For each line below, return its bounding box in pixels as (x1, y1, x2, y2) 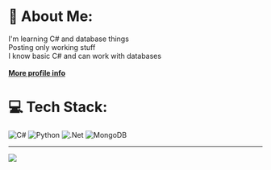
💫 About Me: (8, 7, 94, 26)
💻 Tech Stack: (8, 98, 108, 116)
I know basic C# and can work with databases (8, 51, 162, 60)
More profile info (8, 68, 66, 77)
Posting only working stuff (8, 42, 96, 52)
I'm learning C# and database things (8, 34, 129, 44)
